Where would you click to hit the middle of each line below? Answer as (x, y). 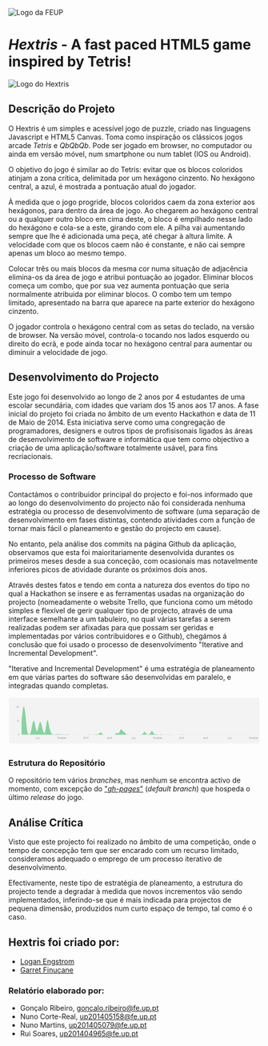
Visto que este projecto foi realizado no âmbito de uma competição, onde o (132, 842)
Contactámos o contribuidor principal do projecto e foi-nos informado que (131, 494)
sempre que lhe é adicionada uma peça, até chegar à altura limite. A (120, 235)
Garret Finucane (46, 970)
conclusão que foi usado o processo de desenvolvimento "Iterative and (126, 644)
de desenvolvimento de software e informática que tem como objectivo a (129, 439)
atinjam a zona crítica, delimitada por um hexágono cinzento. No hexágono (132, 178)
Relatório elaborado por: (56, 991)
